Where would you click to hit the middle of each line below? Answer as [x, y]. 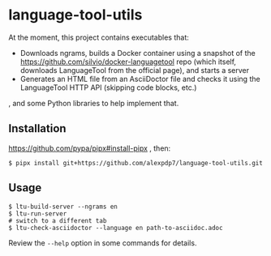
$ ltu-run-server [38, 213]
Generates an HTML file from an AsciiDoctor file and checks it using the [140, 79]
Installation [37, 128]
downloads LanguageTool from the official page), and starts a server [135, 70]
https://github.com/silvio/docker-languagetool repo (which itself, [128, 62]
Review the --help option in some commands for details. [103, 243]
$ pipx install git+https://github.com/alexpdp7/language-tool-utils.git [136, 163]
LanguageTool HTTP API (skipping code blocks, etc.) [108, 87]
